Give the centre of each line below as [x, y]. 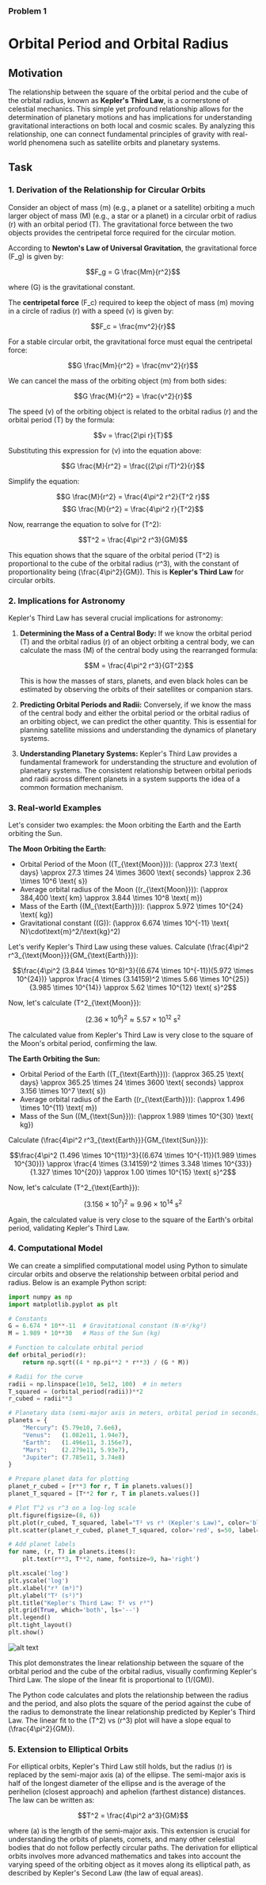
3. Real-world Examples [55, 807]
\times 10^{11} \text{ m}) [58, 1108]
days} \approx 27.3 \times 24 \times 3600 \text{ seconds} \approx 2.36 [135, 872]
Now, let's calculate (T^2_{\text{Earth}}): [74, 1187]
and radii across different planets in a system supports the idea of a [130, 779]
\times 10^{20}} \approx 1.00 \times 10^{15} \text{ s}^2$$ [144, 1172]
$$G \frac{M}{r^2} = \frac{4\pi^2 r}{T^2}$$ [133, 509]
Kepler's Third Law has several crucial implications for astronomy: [116, 618]
